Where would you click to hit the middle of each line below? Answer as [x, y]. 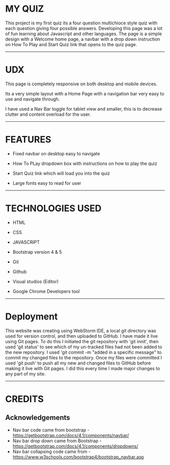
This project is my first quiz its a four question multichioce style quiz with [81, 23]
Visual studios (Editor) [36, 281]
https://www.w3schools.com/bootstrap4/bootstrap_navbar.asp [78, 457]
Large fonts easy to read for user [47, 183]
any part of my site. [26, 374]
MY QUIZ [25, 9]
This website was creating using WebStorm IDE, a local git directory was [81, 330]
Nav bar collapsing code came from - [52, 451]
